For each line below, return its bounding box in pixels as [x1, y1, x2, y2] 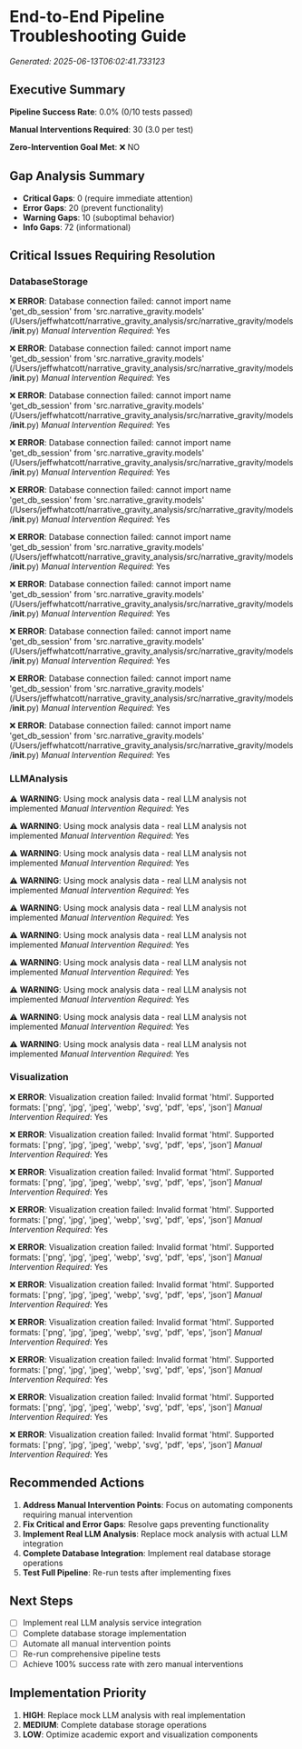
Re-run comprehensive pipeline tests [22, 1648, 161, 1659]
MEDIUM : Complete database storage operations [22, 1719, 207, 1730]
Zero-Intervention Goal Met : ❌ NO [9, 141, 141, 152]
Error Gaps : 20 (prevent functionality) [22, 202, 164, 213]
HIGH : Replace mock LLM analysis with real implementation [22, 1709, 246, 1720]
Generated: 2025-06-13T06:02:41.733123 [9, 55, 166, 66]
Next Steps [9, 1594, 73, 1609]
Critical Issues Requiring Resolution [9, 247, 216, 263]
